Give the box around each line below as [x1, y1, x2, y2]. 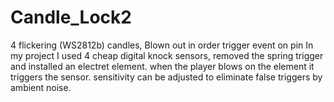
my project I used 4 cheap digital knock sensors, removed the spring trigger [10, 49, 324, 61]
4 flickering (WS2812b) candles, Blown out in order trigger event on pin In [10, 39, 314, 51]
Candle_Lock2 [10, 6, 132, 29]
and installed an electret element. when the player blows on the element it [10, 60, 315, 72]
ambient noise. [10, 81, 72, 93]
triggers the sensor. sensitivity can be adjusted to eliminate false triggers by [10, 71, 323, 83]
